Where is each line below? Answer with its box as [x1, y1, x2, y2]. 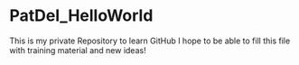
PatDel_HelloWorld [9, 5, 154, 26]
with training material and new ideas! [9, 44, 146, 55]
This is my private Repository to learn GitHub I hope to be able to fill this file [9, 35, 291, 46]
